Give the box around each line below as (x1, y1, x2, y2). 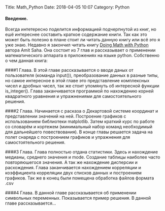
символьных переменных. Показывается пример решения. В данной (5, 195, 151, 201)
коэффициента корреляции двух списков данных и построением (5, 170, 142, 176)
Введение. (5, 15, 28, 21)
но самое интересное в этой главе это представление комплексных (5, 78, 150, 84)
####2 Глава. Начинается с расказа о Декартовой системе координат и (5, 108, 159, 114)
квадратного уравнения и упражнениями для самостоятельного (5, 93, 142, 99)
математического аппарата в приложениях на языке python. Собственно (5, 53, 160, 59)
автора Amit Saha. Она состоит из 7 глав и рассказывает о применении (5, 47, 156, 53)
